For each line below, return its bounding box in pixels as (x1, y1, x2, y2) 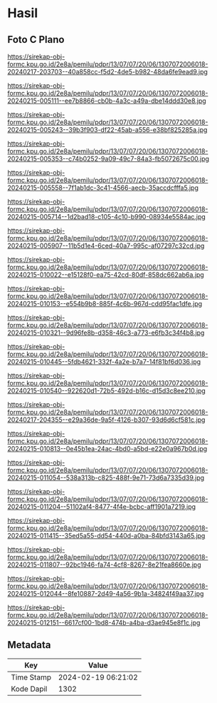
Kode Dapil (11, 684, 48, 694)
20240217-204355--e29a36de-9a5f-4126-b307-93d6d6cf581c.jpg (7, 415, 206, 424)
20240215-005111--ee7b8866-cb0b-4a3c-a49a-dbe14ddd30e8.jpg (7, 96, 206, 105)
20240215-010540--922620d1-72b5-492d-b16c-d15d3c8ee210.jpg (7, 387, 206, 395)
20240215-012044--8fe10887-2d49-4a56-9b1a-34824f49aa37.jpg (7, 590, 204, 597)
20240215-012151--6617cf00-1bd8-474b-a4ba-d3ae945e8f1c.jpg (7, 619, 201, 627)
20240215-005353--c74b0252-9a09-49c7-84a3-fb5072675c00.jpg (7, 155, 210, 163)
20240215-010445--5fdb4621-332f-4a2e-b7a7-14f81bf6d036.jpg (7, 358, 201, 365)
